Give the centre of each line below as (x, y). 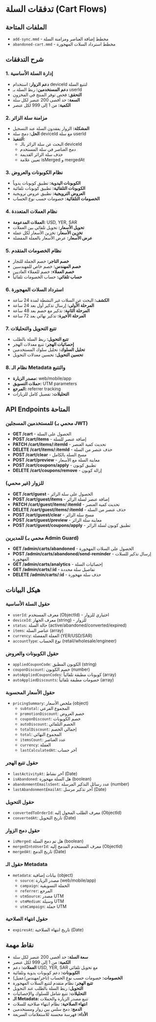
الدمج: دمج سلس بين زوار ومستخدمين (47, 1009)
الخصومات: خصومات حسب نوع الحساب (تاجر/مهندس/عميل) (67, 978)
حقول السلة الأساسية (28, 604)
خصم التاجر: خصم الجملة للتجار (41, 261)
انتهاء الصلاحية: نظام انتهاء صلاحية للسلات (50, 1004)
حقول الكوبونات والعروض (32, 654)
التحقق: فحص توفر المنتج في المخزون (47, 95)
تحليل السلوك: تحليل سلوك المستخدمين (49, 350)
